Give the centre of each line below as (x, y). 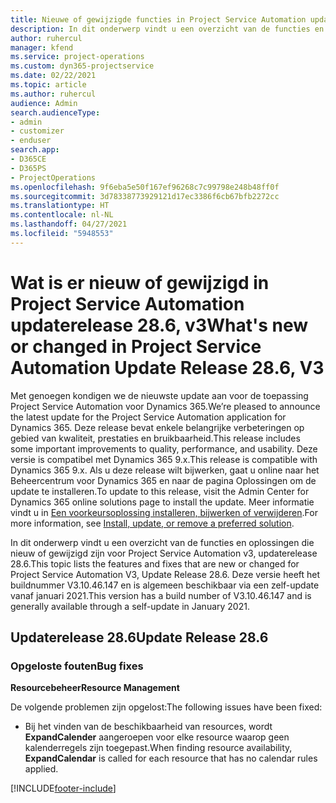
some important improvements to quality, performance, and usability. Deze (164, 448)
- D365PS (28, 168)
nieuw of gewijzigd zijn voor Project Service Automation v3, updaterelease (164, 553)
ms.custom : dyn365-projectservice (82, 66)
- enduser (31, 141)
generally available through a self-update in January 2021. (130, 606)
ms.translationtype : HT (60, 206)
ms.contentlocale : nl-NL (62, 215)
